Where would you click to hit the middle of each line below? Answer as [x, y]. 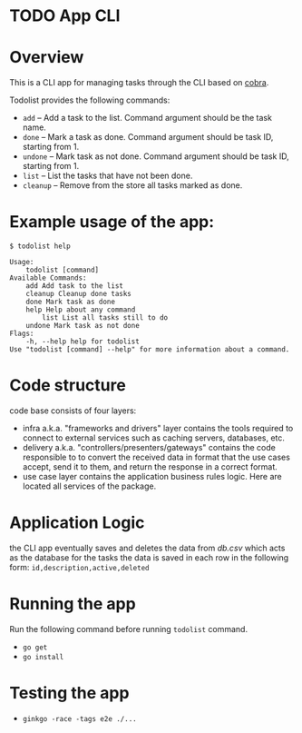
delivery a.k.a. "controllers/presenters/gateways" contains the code [149, 447]
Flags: [22, 334]
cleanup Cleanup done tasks [78, 294]
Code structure [68, 386]
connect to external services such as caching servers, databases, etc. [154, 438]
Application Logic [77, 523]
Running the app [73, 604]
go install [43, 657]
